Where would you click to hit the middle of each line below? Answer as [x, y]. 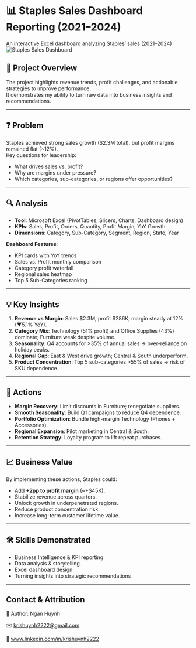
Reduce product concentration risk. [57, 509]
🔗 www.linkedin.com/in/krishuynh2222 [52, 639]
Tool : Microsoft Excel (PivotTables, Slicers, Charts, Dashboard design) [99, 220]
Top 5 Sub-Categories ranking [51, 281]
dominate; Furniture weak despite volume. [65, 337]
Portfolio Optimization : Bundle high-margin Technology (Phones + [95, 419]
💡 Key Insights [33, 304]
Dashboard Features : [32, 244]
